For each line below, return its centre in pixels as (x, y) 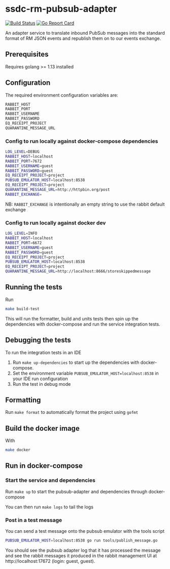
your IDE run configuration (40, 379)
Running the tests (34, 287)
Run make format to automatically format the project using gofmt (72, 412)
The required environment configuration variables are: (62, 95)
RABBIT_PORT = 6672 (24, 243)
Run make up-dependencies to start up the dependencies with (76, 362)
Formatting (23, 400)
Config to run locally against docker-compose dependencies (82, 141)
